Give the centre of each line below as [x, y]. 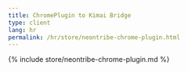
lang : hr [22, 30]
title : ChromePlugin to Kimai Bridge [70, 15]
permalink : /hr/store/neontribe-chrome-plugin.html [94, 37]
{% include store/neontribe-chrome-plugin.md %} [89, 59]
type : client [29, 23]
